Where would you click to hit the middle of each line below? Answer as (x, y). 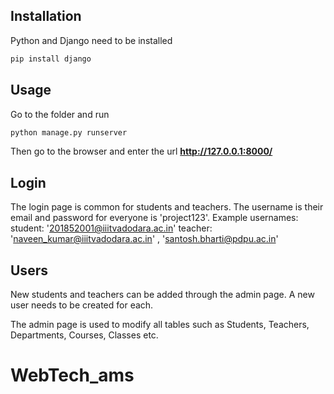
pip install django (51, 59)
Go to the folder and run (60, 114)
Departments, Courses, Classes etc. (84, 335)
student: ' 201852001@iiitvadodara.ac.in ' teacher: (111, 228)
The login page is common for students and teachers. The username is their (167, 207)
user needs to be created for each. (82, 305)
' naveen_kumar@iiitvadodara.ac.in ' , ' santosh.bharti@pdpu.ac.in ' (144, 239)
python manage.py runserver (69, 132)
